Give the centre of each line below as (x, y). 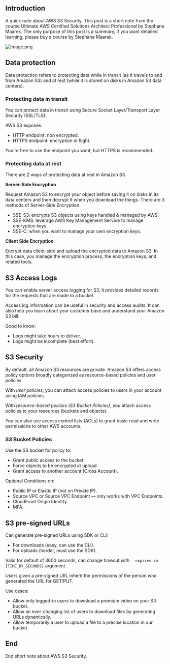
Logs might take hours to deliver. (47, 336)
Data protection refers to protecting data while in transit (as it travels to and (84, 75)
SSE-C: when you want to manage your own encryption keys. (77, 232)
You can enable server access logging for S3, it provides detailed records (82, 290)
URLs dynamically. (32, 617)
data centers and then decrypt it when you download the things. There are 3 (85, 200)
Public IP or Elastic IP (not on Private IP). (55, 491)
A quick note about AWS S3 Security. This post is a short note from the (79, 20)
